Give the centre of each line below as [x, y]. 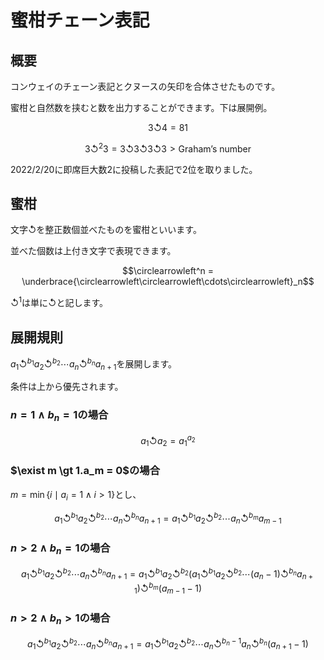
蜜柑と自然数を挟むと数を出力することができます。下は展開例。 [141, 107]
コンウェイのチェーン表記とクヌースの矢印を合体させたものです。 [145, 86]
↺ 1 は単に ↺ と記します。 [59, 302]
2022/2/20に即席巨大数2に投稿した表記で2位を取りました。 [134, 169]
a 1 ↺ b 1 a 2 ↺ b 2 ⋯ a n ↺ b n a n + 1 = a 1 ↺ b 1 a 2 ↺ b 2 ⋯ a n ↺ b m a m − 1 [168, 518]
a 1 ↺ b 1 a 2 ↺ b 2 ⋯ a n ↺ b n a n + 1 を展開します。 [94, 364]
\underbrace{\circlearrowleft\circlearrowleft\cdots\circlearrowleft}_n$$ [168, 282]
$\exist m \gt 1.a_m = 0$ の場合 [85, 471]
